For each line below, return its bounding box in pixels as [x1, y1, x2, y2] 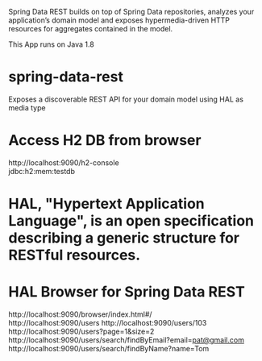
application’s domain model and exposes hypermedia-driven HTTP [8, 15, 231, 25]
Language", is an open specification [8, 212, 255, 230]
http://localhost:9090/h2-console [8, 157, 119, 168]
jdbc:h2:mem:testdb [8, 166, 75, 176]
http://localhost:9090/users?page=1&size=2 [8, 326, 155, 336]
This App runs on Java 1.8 [8, 39, 94, 49]
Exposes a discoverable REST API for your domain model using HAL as [8, 94, 244, 104]
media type [8, 102, 46, 112]
